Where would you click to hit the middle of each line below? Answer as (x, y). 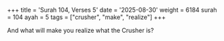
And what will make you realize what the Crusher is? (81, 30)
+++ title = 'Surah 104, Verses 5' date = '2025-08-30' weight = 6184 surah (112, 10)
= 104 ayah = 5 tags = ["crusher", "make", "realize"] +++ (86, 17)
